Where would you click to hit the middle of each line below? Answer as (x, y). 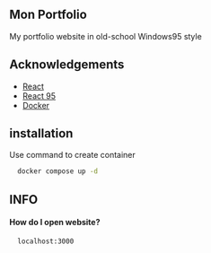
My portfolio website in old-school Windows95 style (105, 36)
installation (41, 134)
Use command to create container (73, 155)
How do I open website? (55, 222)
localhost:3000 (46, 241)
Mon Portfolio (48, 15)
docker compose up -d (58, 171)
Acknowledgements (67, 65)
